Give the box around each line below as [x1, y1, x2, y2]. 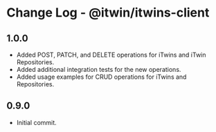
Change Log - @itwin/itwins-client [6, 5, 210, 21]
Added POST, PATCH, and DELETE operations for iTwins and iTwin [16, 50, 206, 59]
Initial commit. [16, 118, 57, 126]
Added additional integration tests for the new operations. [16, 66, 181, 73]
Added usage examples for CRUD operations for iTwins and [16, 73, 187, 81]
